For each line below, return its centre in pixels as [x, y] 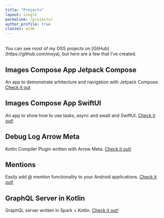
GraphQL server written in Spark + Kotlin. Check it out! [62, 210]
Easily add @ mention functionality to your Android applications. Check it [81, 177]
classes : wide [20, 29]
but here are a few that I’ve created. [99, 54]
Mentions [21, 165]
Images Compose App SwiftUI [53, 103]
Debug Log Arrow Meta [42, 137]
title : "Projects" [24, 10]
